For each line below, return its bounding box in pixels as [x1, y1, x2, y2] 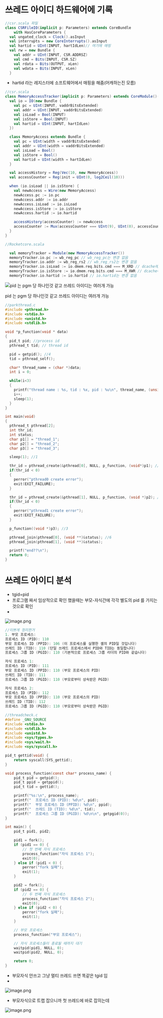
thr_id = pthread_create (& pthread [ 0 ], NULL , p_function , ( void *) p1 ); [9, 464, 153, 468]
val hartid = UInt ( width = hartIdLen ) [14, 157, 92, 162]
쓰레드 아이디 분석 [5, 575, 72, 586]
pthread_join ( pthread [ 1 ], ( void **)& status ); [9, 539, 103, 544]
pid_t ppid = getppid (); [14, 780, 64, 785]
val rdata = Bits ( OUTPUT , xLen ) [14, 61, 79, 66]
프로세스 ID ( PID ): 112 [5, 690, 49, 695]
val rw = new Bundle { [9, 48, 55, 53]
